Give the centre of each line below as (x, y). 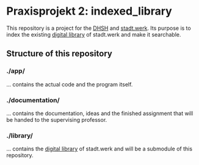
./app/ (16, 71)
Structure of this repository (60, 54)
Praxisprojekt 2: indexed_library (89, 11)
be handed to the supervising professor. (57, 119)
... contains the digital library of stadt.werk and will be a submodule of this (99, 149)
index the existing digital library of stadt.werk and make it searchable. (94, 34)
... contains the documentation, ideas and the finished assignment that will (100, 113)
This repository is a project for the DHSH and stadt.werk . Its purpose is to (99, 28)
